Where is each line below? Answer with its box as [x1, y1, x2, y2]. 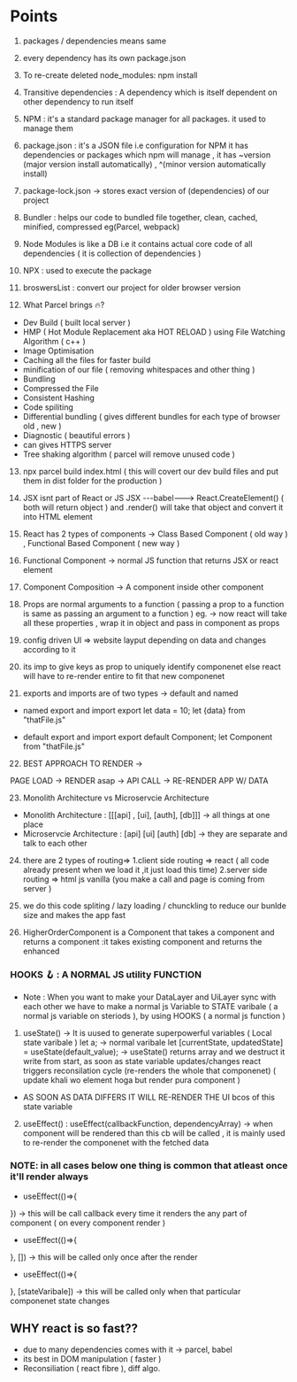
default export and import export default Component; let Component [22, 731, 273, 742]
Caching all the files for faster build [22, 354, 151, 365]
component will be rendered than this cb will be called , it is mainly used [22, 1128, 286, 1139]
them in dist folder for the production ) [22, 475, 163, 486]
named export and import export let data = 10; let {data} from [22, 705, 246, 715]
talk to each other [22, 838, 88, 848]
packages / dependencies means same [22, 35, 167, 46]
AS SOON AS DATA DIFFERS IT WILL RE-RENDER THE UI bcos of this [22, 1092, 275, 1103]
